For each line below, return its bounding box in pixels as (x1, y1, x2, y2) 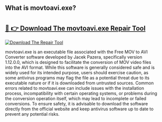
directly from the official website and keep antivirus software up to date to (5, 106, 154, 112)
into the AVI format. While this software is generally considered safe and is (5, 64, 155, 70)
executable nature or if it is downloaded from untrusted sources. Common (5, 80, 154, 86)
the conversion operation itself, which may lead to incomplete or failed (5, 96, 146, 102)
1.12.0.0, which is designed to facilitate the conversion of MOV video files (5, 60, 151, 65)
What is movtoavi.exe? (5, 4, 77, 12)
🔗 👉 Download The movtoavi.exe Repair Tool (5, 24, 146, 32)
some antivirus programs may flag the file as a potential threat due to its (5, 75, 150, 81)
